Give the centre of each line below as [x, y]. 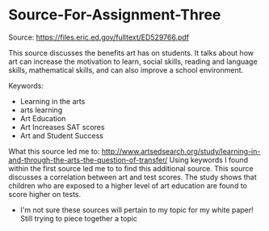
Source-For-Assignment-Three [115, 15]
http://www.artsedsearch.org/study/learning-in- [181, 151]
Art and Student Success [61, 136]
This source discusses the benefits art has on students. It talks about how [131, 52]
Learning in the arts [53, 101]
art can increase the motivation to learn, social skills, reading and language [133, 61]
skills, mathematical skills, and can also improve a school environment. [126, 69]
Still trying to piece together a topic [79, 218]
